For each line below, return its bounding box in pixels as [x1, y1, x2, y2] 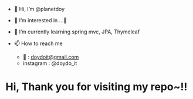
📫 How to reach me [13, 40, 63, 47]
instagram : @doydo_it [22, 60, 77, 67]
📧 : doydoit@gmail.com [22, 53, 79, 60]
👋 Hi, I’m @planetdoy [13, 6, 65, 12]
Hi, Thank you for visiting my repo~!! [5, 80, 188, 94]
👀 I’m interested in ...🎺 [13, 17, 67, 23]
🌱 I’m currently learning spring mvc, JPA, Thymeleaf [13, 28, 140, 35]
